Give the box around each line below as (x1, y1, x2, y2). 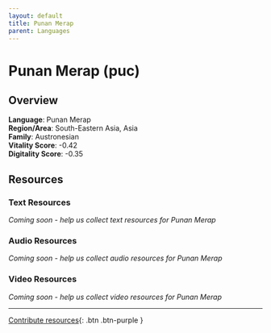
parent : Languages (8, 27, 70, 35)
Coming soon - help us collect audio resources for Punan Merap (8, 253, 223, 263)
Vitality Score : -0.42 (8, 140, 78, 150)
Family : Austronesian (8, 132, 79, 142)
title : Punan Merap (8, 19, 74, 27)
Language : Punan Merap (8, 114, 91, 125)
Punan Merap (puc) (8, 61, 140, 80)
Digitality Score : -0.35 (8, 149, 83, 159)
